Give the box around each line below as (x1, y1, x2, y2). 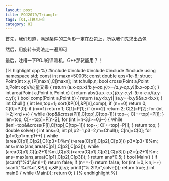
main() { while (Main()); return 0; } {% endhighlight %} (5, 170, 118, 176)
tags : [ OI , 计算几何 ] (5, 17, 45, 22)
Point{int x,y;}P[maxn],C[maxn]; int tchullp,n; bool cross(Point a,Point (5, 78, 149, 84)
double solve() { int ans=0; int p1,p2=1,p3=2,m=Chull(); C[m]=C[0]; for (5, 127, 151, 134)
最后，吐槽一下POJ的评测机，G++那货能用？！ (5, 57, 103, 64)
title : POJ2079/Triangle (5, 12, 58, 17)
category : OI (5, 21, 33, 27)
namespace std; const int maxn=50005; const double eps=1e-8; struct (5, 73, 152, 79)
